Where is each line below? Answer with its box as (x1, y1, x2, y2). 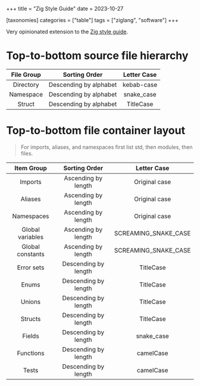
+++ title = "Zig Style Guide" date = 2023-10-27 (6, 5, 124, 12)
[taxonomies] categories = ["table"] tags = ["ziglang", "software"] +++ (6, 17, 179, 23)
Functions (17, 348, 45, 357)
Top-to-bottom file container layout (6, 124, 186, 138)
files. (20, 150, 33, 157)
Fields (22, 332, 40, 340)
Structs (20, 315, 41, 323)
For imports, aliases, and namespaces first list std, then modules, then (20, 143, 193, 151)
